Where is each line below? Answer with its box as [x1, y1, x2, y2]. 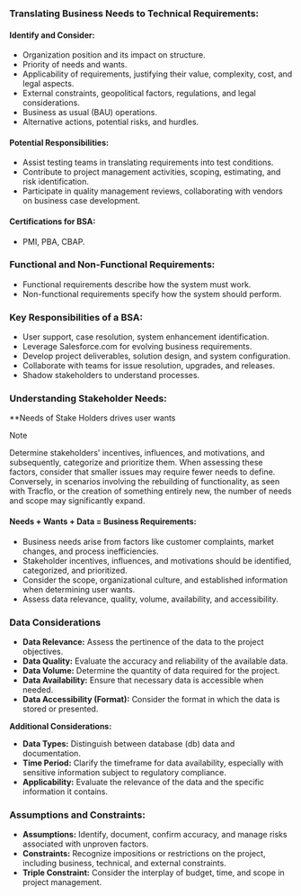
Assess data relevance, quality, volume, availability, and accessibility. [22, 593, 279, 604]
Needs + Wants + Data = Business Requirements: [9, 516, 197, 527]
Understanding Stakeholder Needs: [9, 393, 168, 405]
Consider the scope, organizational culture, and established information [22, 575, 288, 585]
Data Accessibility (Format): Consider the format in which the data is [22, 693, 280, 704]
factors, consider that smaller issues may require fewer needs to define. [9, 466, 276, 477]
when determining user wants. [22, 584, 136, 594]
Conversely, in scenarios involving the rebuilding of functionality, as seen [9, 476, 280, 487]
